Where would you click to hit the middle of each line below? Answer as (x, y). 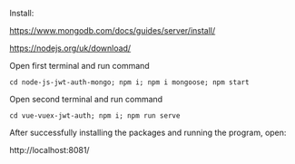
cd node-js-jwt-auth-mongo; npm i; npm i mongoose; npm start (129, 82)
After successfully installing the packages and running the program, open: (148, 132)
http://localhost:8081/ (49, 150)
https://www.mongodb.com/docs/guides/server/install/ (113, 30)
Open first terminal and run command (79, 66)
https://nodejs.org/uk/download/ (70, 48)
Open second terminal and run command (86, 99)
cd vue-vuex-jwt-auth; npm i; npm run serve (95, 116)
